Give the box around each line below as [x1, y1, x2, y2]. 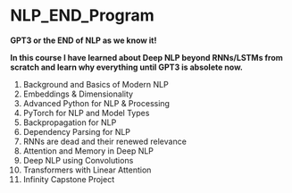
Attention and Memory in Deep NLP [22, 145, 154, 156]
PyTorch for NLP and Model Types [22, 107, 150, 118]
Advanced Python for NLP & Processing [22, 97, 171, 108]
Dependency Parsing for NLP [22, 126, 131, 137]
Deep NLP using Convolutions [22, 155, 134, 165]
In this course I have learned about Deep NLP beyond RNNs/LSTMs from [10, 52, 284, 63]
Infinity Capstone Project [22, 173, 115, 184]
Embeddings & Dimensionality [22, 88, 133, 99]
